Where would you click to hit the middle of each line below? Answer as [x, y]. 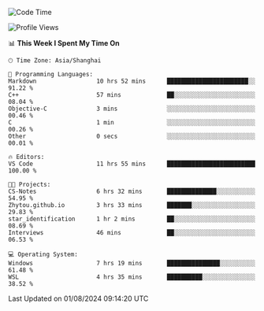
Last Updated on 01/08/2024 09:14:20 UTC [78, 298]
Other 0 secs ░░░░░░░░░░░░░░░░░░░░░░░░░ [132, 136]
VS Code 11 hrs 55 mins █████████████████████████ [132, 164]
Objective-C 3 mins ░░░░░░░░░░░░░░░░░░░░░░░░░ [132, 109]
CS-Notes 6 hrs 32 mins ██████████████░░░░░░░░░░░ [132, 191]
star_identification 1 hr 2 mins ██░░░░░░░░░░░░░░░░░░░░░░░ [132, 219]
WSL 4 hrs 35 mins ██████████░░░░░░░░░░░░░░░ [132, 277]
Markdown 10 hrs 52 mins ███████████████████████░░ [132, 81]
